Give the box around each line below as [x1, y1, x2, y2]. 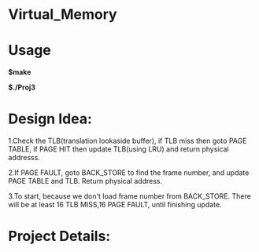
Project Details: [8, 228, 111, 245]
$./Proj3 [8, 82, 36, 92]
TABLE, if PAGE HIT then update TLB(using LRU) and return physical [8, 144, 230, 154]
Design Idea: [8, 110, 92, 128]
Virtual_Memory [8, 5, 117, 24]
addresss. [8, 153, 41, 163]
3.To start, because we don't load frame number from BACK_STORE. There [8, 192, 252, 201]
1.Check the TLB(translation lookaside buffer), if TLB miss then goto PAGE [8, 136, 247, 146]
